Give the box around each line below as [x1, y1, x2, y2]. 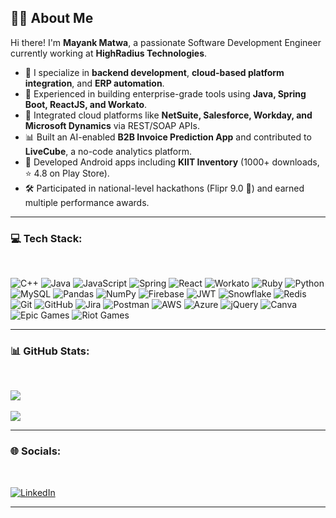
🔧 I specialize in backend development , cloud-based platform [24, 66, 285, 78]
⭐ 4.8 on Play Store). [24, 167, 110, 179]
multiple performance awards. [24, 196, 150, 208]
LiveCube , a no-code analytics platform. [24, 145, 193, 157]
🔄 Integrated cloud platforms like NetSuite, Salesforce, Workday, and [24, 109, 313, 121]
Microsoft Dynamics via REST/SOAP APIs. [24, 119, 200, 131]
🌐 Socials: [10, 444, 62, 458]
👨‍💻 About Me [10, 10, 94, 27]
